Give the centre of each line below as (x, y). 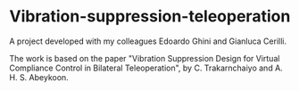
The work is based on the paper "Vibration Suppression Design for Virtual (145, 58)
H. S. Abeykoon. (39, 77)
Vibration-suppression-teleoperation (150, 17)
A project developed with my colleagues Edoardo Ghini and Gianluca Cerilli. (148, 41)
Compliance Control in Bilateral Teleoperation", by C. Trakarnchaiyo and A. (146, 68)
